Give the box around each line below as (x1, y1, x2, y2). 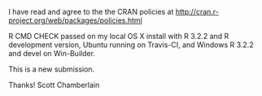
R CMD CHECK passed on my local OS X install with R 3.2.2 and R (8, 32, 229, 41)
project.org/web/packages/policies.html (8, 15, 142, 25)
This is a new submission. (8, 64, 95, 74)
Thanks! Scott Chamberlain (8, 81, 100, 89)
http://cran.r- (175, 7, 220, 16)
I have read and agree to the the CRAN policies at (8, 7, 174, 16)
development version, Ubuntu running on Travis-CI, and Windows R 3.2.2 (8, 40, 254, 50)
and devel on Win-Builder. (8, 49, 96, 58)
